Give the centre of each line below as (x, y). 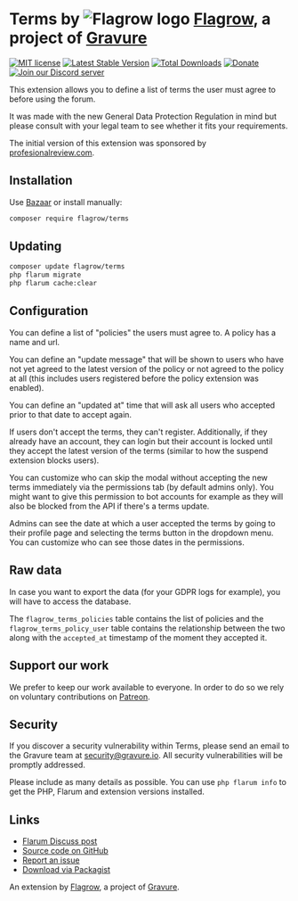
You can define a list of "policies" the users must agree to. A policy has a (143, 332)
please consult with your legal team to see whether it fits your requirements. (149, 126)
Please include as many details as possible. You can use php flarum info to (148, 782)
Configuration (49, 311)
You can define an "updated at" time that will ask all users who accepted (142, 405)
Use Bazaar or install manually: (66, 202)
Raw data (36, 570)
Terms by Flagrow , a (140, 19)
